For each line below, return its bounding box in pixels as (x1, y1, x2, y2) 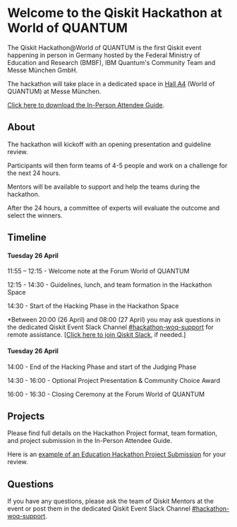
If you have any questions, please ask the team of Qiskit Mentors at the (7, 497, 214, 506)
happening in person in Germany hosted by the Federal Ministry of (7, 51, 201, 59)
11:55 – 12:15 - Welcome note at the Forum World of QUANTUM (7, 267, 190, 276)
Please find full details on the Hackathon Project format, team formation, (7, 429, 217, 437)
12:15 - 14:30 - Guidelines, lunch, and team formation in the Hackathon (7, 280, 212, 289)
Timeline (7, 232, 47, 244)
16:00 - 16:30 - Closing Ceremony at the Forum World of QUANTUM (7, 390, 205, 398)
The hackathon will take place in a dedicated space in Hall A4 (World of (7, 79, 215, 88)
